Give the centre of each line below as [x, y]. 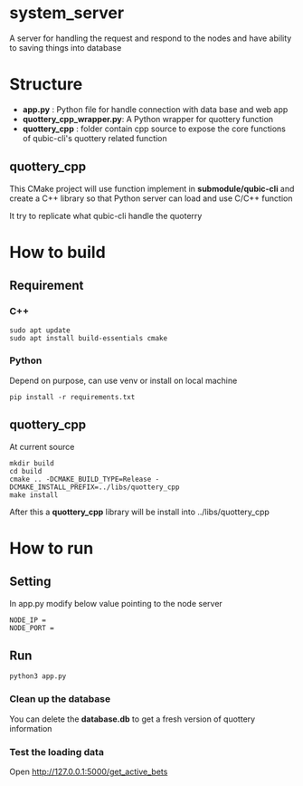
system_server [67, 13]
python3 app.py [38, 676]
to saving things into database [66, 47]
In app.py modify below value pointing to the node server [116, 603]
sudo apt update [40, 330]
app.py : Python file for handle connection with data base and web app [155, 109]
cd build [26, 471]
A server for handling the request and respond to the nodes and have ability [151, 38]
